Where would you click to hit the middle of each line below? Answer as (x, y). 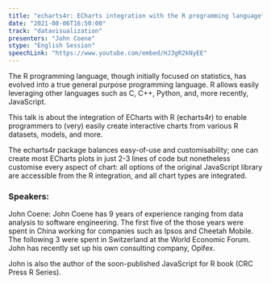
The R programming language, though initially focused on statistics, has (127, 76)
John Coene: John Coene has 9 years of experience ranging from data (126, 214)
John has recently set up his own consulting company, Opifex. (112, 248)
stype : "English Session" (52, 46)
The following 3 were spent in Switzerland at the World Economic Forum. (129, 240)
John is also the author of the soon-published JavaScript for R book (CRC (131, 264)
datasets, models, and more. (56, 134)
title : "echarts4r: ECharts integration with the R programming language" (137, 16)
